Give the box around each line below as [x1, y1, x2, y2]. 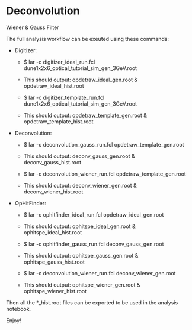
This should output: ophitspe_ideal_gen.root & [23, 223, 136, 230]
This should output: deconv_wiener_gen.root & [23, 182, 137, 189]
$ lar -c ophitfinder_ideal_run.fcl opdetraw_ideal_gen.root [23, 211, 164, 218]
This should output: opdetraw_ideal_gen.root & [23, 76, 138, 83]
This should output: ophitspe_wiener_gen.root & [23, 281, 140, 288]
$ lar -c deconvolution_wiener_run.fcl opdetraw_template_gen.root [23, 170, 187, 177]
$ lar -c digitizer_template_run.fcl [23, 94, 105, 101]
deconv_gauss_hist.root [23, 158, 82, 166]
